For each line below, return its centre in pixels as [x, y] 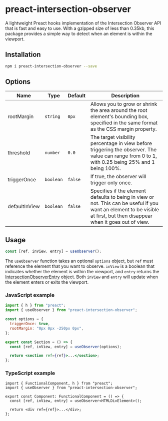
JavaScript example [30, 295]
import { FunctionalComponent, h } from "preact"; [59, 384]
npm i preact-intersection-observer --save [51, 66]
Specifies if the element [118, 191]
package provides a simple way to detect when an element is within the [79, 33]
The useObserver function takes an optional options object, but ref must [79, 261]
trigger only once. [111, 183]
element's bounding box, [119, 117]
